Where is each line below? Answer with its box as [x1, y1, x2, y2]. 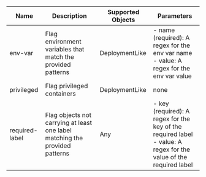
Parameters [157, 12, 193, 20]
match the [45, 53, 75, 61]
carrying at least [45, 119, 93, 127]
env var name [153, 49, 193, 57]
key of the [153, 122, 182, 130]
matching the [45, 134, 83, 142]
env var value [153, 72, 192, 80]
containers [45, 89, 76, 97]
